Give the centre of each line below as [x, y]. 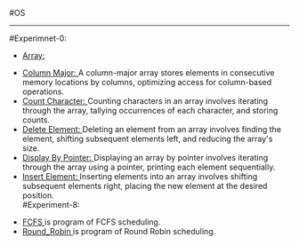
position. [38, 195]
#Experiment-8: [51, 205]
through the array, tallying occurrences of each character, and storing [150, 111]
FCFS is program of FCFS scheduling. [91, 222]
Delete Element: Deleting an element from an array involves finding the [152, 129]
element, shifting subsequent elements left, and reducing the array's [147, 138]
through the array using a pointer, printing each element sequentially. [149, 167]
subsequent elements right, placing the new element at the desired [145, 186]
